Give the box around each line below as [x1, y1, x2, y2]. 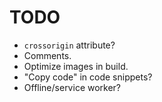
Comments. [23, 49, 72, 61]
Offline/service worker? [23, 81, 122, 93]
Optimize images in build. [23, 60, 129, 72]
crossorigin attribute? [23, 39, 116, 51]
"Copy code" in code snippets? [23, 71, 153, 83]
